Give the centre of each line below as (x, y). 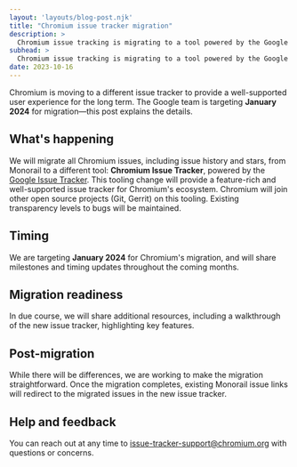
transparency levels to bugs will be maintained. (96, 208)
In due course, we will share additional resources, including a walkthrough (145, 316)
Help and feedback (63, 422)
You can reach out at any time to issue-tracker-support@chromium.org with (148, 443)
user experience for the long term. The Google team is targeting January (143, 101)
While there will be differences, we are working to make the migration (136, 375)
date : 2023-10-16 (41, 68)
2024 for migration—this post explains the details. (101, 111)
